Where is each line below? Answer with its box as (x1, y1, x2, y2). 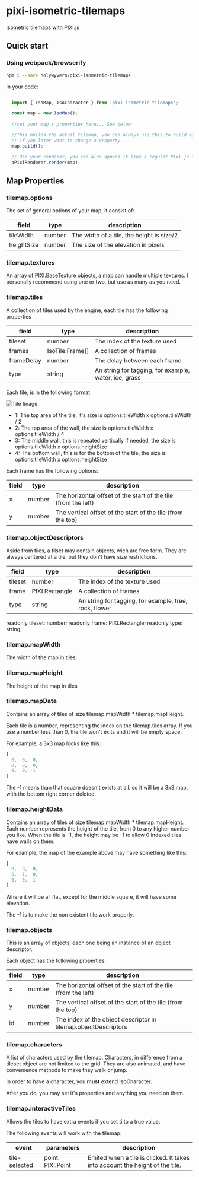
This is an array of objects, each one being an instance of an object (6, 939, 171, 947)
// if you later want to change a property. (11, 138, 123, 144)
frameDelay (9, 356, 41, 364)
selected (9, 1161, 34, 1169)
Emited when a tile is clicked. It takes (88, 1153, 190, 1162)
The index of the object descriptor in (55, 1016, 157, 1024)
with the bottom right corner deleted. (6, 790, 97, 797)
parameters (46, 1143, 80, 1151)
